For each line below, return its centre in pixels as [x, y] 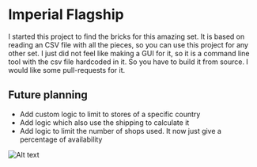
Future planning [48, 95]
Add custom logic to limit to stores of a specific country [110, 114]
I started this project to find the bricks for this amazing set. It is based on [127, 36]
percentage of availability [61, 139]
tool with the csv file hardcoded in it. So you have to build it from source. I [128, 62]
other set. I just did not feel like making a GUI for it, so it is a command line [129, 53]
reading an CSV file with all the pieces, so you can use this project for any [128, 44]
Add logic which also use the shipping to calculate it [104, 122]
